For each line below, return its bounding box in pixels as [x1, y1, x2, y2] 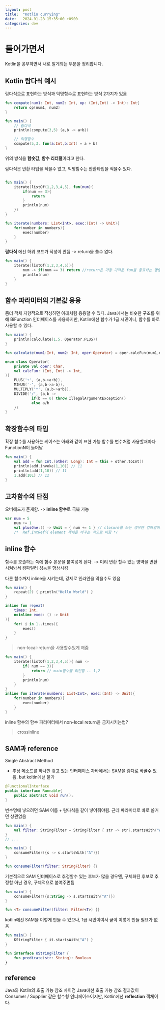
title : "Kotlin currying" [5, 12, 60, 17]
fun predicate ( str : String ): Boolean [14, 955, 91, 960]
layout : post [5, 7, 32, 12]
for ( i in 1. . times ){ [14, 621, 58, 626]
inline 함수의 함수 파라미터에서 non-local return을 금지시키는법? [5, 719, 128, 725]
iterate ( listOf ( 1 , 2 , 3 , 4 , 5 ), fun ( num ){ [14, 184, 93, 190]
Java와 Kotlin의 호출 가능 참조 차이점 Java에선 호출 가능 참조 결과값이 [5, 987, 139, 993]
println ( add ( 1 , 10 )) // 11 [14, 468, 67, 473]
